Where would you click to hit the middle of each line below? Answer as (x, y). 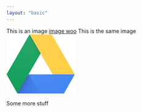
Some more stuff (28, 103)
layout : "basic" (27, 13)
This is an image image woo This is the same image (71, 31)
